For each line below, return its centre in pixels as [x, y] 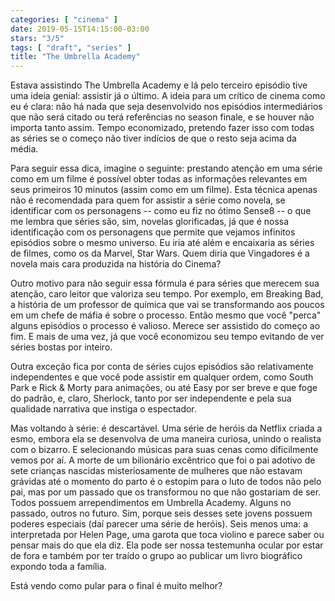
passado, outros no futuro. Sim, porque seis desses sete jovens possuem [161, 513]
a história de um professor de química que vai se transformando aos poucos [167, 305]
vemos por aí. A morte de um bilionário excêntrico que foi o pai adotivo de [163, 460]
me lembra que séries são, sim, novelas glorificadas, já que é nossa [150, 222]
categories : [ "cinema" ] [64, 19]
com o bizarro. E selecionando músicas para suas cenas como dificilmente [164, 450]
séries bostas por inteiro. [61, 347]
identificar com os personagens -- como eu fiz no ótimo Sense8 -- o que [161, 211]
